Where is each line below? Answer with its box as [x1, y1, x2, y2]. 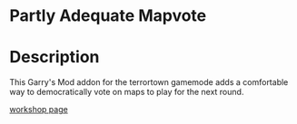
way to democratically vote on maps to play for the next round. [9, 87, 244, 98]
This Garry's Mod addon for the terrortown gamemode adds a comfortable [9, 77, 289, 88]
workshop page [9, 104, 68, 115]
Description [9, 47, 100, 68]
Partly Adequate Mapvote [9, 5, 207, 26]
